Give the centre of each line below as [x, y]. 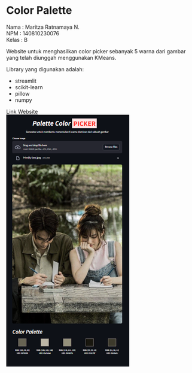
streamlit [26, 81]
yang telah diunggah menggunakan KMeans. [61, 57]
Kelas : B [17, 40]
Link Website [22, 111]
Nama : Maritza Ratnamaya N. [43, 27]
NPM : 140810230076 [33, 33]
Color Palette [39, 10]
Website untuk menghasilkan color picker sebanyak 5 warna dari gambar [96, 51]
